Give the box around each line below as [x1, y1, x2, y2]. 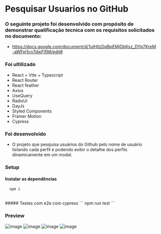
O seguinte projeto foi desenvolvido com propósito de [5, 21, 134, 28]
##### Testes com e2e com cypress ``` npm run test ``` [5, 200, 116, 206]
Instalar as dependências [5, 176, 57, 182]
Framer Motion [12, 113, 42, 119]
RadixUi [12, 98, 28, 104]
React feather [12, 82, 40, 88]
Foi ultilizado [5, 61, 36, 68]
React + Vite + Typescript [12, 72, 63, 78]
